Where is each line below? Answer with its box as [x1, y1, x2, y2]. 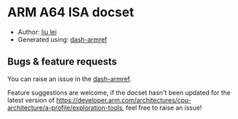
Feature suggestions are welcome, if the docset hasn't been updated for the [7, 88, 231, 96]
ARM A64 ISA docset [7, 4, 134, 21]
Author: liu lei [17, 28, 57, 36]
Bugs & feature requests [7, 56, 118, 68]
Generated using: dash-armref [17, 35, 108, 43]
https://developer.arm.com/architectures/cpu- [56, 96, 192, 104]
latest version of [7, 96, 55, 104]
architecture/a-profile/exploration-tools [7, 103, 123, 112]
